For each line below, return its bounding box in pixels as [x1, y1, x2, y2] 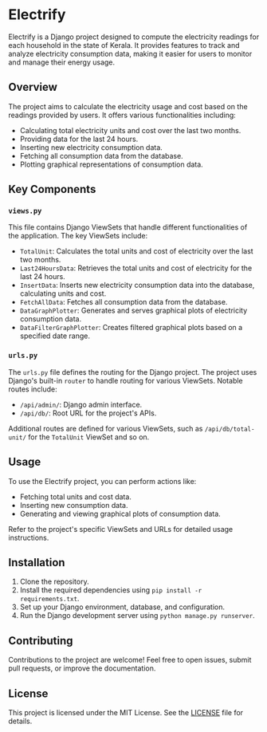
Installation [8, 556, 65, 569]
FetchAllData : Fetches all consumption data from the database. [19, 297, 228, 307]
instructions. [8, 533, 49, 542]
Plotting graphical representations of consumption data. [19, 159, 203, 169]
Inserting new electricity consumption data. [19, 142, 163, 152]
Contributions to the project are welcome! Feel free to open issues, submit [8, 655, 252, 665]
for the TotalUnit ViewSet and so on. [27, 432, 150, 442]
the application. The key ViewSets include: [8, 231, 148, 241]
